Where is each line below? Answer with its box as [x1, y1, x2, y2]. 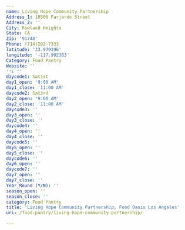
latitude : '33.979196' [6, 47, 62, 53]
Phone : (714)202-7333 [6, 42, 59, 47]
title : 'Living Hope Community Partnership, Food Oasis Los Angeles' [6, 204, 180, 211]
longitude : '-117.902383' [6, 52, 69, 58]
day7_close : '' [6, 177, 43, 183]
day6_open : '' [6, 161, 41, 167]
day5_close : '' [6, 150, 43, 156]
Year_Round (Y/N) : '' [6, 183, 59, 188]
